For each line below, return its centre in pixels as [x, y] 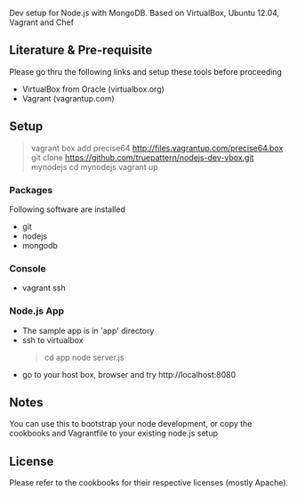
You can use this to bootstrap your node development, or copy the [131, 424]
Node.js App [37, 311]
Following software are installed [68, 209]
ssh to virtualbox [52, 340]
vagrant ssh [44, 288]
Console [28, 268]
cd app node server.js [84, 357]
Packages [31, 190]
